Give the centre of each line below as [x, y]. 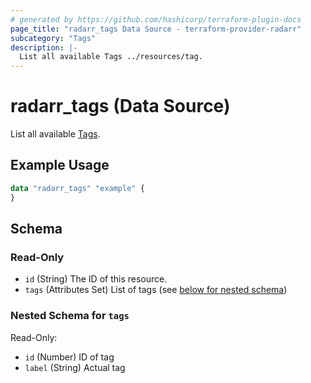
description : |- [44, 47]
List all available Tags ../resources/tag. [111, 57]
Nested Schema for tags [70, 316]
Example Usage [60, 165]
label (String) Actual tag [75, 367]
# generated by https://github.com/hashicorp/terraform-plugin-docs [156, 19]
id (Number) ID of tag [69, 357]
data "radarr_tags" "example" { [77, 188]
